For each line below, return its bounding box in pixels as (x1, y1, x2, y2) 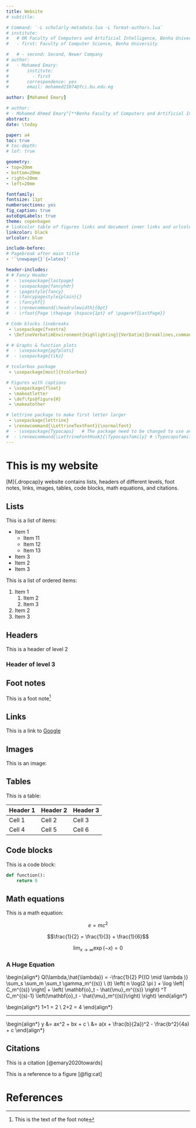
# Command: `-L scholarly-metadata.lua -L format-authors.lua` (6, 25, 163, 30)
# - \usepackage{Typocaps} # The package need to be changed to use (6, 428, 184, 434)
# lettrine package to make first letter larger (6, 412, 127, 418)
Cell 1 (9, 816, 25, 824)
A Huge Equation (6, 960, 55, 968)
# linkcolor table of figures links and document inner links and (6, 223, 171, 230)
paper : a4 (6, 132, 30, 138)
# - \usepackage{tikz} (6, 353, 64, 359)
